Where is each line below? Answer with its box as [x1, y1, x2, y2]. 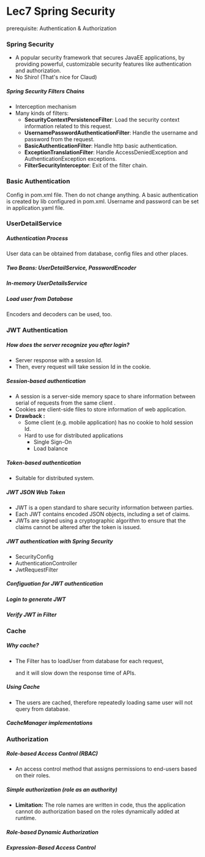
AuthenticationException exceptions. [24, 155, 117, 163]
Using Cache [6, 683, 40, 691]
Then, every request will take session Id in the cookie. [15, 363, 151, 370]
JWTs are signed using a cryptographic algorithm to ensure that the [15, 517, 186, 524]
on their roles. [15, 772, 51, 779]
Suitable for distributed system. [15, 474, 95, 481]
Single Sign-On [33, 438, 72, 446]
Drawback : [15, 412, 45, 419]
